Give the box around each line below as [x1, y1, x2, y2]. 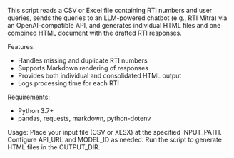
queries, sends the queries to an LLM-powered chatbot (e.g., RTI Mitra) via [7, 14, 228, 22]
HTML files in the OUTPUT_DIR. [7, 143, 101, 152]
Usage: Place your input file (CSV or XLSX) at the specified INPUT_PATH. [7, 128, 223, 136]
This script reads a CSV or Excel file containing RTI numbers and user [7, 6, 213, 14]
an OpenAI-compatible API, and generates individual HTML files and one [7, 21, 221, 29]
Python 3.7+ [17, 107, 54, 115]
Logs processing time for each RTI [17, 79, 120, 88]
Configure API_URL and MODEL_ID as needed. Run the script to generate [7, 135, 223, 144]
